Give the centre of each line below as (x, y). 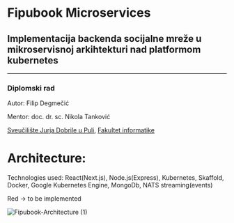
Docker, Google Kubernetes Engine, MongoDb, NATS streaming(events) (110, 185)
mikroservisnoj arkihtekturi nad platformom (104, 49)
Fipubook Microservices (79, 13)
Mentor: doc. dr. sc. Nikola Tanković (59, 117)
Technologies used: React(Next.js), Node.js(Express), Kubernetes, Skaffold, (116, 178)
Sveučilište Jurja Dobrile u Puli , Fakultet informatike (81, 130)
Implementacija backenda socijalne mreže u (104, 39)
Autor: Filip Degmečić (38, 103)
